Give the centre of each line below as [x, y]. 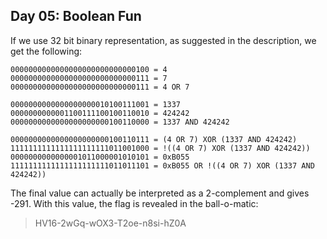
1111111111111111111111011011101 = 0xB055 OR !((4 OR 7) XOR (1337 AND [162, 165]
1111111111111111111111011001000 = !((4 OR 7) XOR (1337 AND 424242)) [160, 148]
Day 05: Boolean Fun [76, 16]
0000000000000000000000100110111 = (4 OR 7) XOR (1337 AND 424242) [154, 139]
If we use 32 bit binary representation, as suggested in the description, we [163, 40]
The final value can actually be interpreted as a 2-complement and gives [160, 193]
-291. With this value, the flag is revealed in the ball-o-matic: [134, 203]
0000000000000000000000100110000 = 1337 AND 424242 [120, 122]
